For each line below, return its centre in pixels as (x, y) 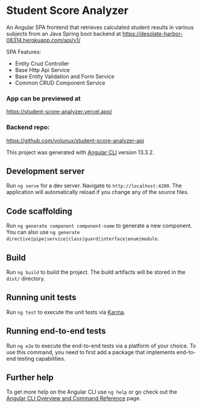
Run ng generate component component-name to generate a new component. (99, 226)
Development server (46, 171)
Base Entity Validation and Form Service (65, 76)
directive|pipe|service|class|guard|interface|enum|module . (83, 239)
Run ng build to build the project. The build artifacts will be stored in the (96, 272)
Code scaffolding (39, 211)
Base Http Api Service (43, 70)
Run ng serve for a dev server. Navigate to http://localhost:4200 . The (94, 186)
